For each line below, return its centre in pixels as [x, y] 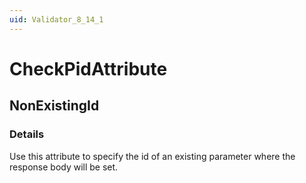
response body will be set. [64, 167]
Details [27, 134]
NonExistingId [54, 106]
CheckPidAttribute [88, 68]
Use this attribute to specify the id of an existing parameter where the [152, 156]
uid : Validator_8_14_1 [56, 19]
